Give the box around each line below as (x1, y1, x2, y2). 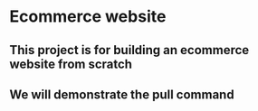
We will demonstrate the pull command (9, 87, 234, 102)
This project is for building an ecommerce (9, 42, 250, 58)
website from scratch (9, 56, 133, 71)
